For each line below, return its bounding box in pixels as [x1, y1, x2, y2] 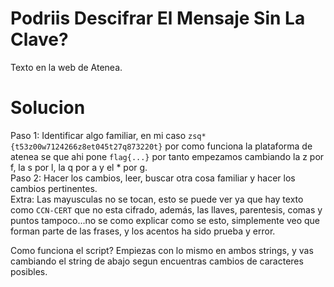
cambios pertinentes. [10, 182, 98, 194]
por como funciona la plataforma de [164, 140, 313, 152]
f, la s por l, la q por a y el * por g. [10, 161, 148, 173]
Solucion [10, 97, 86, 119]
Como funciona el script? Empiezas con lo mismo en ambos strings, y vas [10, 244, 314, 256]
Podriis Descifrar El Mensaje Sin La [10, 7, 306, 30]
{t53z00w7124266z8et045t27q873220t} [10, 142, 163, 152]
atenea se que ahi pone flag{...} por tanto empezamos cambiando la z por [10, 150, 325, 162]
